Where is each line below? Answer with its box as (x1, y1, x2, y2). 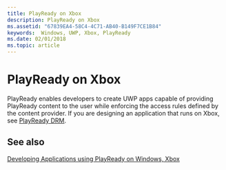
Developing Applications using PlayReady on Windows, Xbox (7, 154, 181, 162)
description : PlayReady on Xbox (7, 17, 100, 23)
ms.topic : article (7, 42, 60, 49)
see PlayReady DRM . (7, 116, 67, 125)
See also (7, 136, 45, 148)
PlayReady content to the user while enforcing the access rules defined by (7, 101, 219, 110)
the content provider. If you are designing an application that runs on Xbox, (7, 109, 220, 117)
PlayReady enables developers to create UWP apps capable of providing (7, 94, 214, 103)
